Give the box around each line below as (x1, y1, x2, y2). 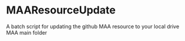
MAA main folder (6, 29, 47, 36)
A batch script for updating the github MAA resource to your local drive (6, 23, 180, 30)
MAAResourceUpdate (6, 4, 116, 17)
